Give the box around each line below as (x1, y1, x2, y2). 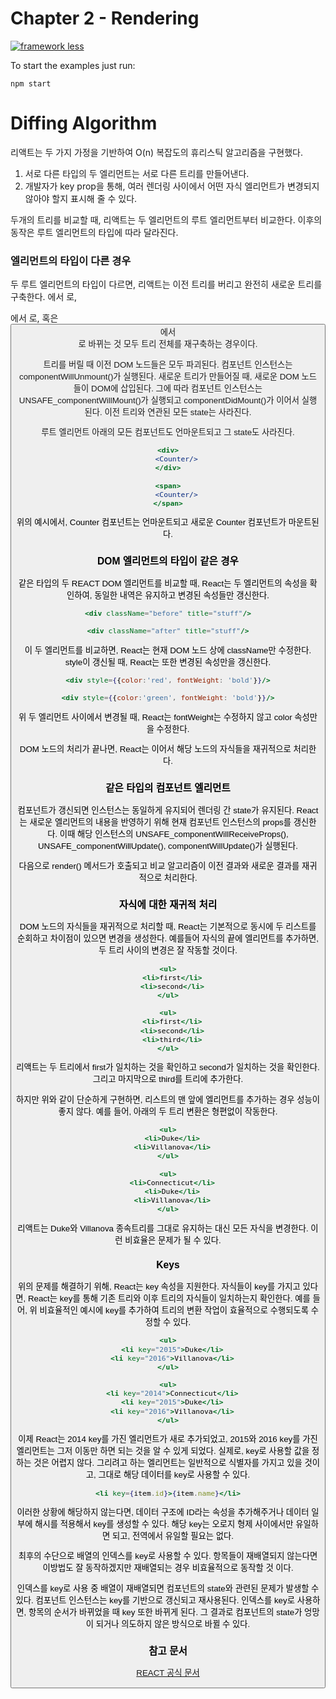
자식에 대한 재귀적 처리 (118, 898, 218, 911)
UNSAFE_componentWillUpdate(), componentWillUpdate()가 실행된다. (37, 840, 299, 851)
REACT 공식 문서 (136, 1668, 200, 1679)
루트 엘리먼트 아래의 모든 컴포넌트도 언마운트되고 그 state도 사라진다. (41, 427, 295, 437)
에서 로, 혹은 (10, 312, 59, 324)
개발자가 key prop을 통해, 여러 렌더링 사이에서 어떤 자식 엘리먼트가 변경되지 (24, 180, 320, 192)
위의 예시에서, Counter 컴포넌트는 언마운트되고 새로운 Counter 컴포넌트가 (16, 517, 287, 528)
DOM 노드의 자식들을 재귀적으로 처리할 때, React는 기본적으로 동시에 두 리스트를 (19, 922, 317, 932)
